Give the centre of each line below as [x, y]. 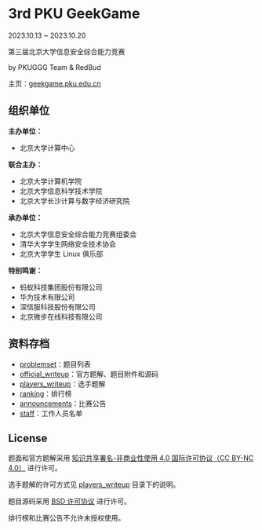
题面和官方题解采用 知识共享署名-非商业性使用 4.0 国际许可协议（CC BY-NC [131, 458]
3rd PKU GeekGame [74, 14]
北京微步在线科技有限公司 [61, 316]
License [28, 438]
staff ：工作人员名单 [51, 413]
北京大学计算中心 [47, 148]
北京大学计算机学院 [51, 181]
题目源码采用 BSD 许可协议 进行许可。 [70, 501]
